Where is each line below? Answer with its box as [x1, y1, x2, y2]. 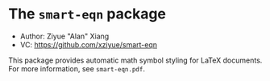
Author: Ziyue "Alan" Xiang [19, 31, 110, 41]
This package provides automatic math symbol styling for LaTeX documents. [8, 55, 263, 65]
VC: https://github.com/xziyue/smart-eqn [19, 39, 158, 49]
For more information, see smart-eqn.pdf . [8, 63, 145, 73]
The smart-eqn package [8, 5, 167, 23]
